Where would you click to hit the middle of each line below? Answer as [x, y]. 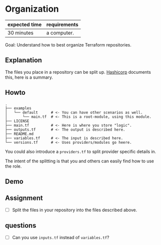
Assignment [24, 198]
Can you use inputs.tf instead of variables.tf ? [61, 237]
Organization [32, 9]
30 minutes [20, 33]
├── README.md [20, 134]
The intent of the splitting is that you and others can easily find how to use [80, 161]
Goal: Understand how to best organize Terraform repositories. [68, 45]
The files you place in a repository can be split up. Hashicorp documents [78, 72]
